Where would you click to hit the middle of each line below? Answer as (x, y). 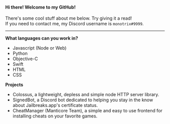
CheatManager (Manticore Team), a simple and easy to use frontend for (88, 111)
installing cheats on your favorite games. (55, 116)
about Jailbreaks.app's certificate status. (55, 105)
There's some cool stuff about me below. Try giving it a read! (69, 18)
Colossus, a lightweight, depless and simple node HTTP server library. (86, 95)
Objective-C (25, 59)
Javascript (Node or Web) (39, 48)
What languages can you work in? (42, 38)
